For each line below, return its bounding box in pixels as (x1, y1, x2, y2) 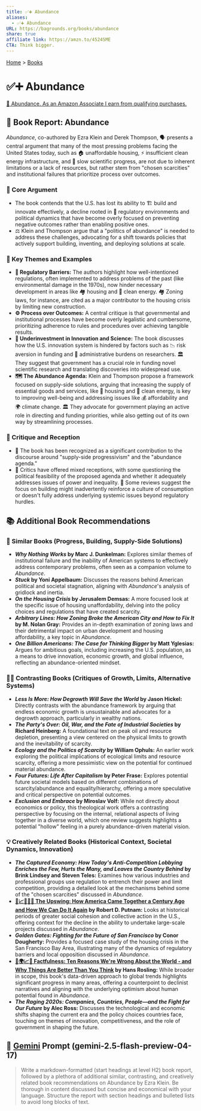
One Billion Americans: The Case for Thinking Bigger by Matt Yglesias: (14, 640, 194, 647)
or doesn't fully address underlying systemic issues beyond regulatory (14, 492, 189, 499)
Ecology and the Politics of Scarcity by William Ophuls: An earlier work (14, 746, 194, 753)
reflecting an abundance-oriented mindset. (14, 659, 121, 666)
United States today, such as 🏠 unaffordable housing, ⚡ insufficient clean (6, 149, 188, 156)
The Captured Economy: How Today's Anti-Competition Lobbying (14, 859, 182, 866)
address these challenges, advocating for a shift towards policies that (14, 233, 187, 241)
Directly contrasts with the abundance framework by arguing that (14, 702, 176, 709)
